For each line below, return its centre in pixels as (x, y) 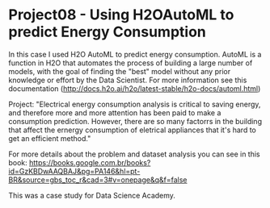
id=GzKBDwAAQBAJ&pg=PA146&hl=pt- (74, 171)
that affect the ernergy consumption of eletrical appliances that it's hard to (132, 130)
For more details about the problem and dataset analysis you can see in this (134, 154)
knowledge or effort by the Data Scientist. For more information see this (128, 80)
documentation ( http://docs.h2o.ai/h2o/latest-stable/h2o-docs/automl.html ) (135, 88)
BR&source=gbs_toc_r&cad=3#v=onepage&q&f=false (98, 180)
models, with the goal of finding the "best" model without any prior (120, 71)
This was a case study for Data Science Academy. (92, 195)
